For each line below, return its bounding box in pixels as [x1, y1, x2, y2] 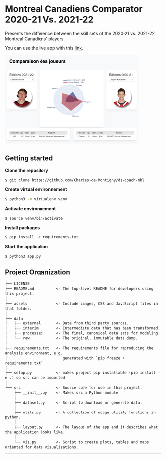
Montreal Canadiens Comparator [5, 3, 143, 15]
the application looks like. [5, 429, 65, 435]
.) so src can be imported [9, 375, 65, 380]
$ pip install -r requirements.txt [5, 235, 79, 240]
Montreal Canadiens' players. [5, 36, 65, 42]
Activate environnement [5, 205, 56, 211]
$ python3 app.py [5, 254, 41, 259]
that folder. [5, 306, 32, 311]
